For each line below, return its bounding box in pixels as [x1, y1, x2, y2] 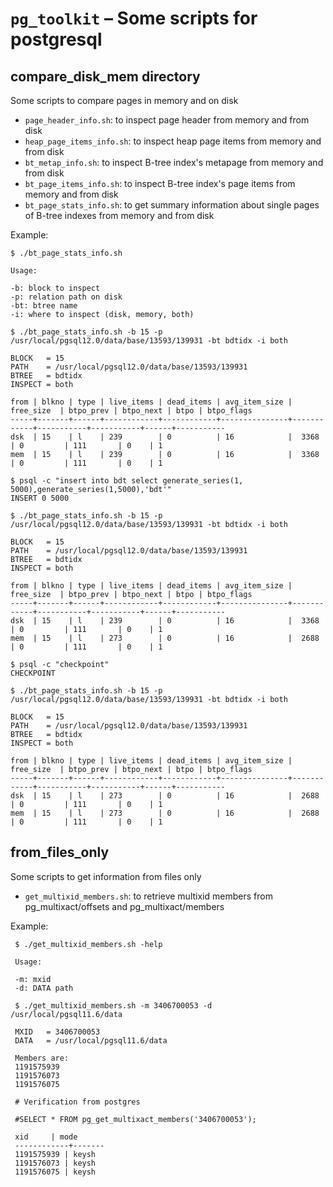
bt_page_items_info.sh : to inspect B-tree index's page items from [24, 178, 296, 189]
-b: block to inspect [10, 283, 101, 293]
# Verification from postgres [14, 1097, 141, 1107]
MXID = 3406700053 [14, 1027, 101, 1037]
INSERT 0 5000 [10, 493, 70, 503]
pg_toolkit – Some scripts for [10, 7, 258, 30]
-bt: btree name [10, 301, 78, 311]
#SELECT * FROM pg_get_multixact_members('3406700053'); [14, 1114, 257, 1124]
